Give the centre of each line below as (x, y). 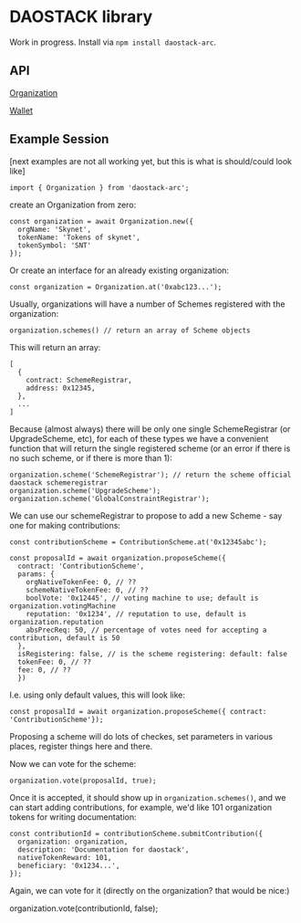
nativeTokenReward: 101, (65, 857)
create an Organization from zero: (73, 205)
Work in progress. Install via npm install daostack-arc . (113, 42)
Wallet (21, 110)
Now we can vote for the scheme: (73, 763)
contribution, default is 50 (65, 638)
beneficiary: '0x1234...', (69, 865)
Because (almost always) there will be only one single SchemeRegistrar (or (150, 429)
